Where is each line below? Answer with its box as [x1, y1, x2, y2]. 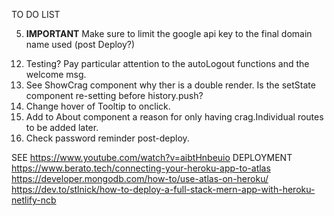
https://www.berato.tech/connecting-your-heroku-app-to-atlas [11, 162, 271, 174]
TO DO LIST [11, 9, 61, 20]
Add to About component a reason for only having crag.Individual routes [25, 111, 324, 123]
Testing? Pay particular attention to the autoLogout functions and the [25, 58, 310, 69]
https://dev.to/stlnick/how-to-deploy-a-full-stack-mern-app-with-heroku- [11, 184, 316, 195]
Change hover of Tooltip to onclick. [25, 100, 171, 112]
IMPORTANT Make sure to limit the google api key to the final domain [25, 28, 313, 39]
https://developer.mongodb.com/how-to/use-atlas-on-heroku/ [11, 173, 269, 184]
